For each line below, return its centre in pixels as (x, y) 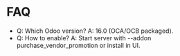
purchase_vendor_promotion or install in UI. (78, 45)
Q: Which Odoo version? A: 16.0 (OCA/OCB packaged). (95, 31)
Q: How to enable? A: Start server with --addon (84, 38)
